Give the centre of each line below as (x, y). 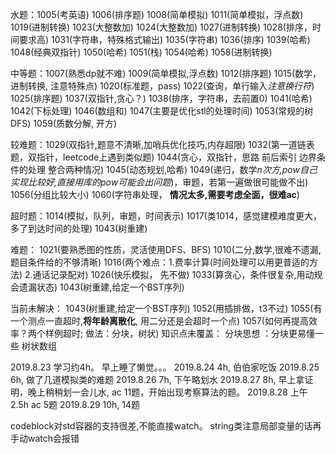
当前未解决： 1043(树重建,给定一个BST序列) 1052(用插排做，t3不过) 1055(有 (166, 308)
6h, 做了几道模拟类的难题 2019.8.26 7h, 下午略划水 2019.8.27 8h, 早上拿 (157, 379)
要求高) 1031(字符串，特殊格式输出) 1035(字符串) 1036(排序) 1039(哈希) (164, 39)
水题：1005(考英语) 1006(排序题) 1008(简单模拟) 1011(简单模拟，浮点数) (157, 14)
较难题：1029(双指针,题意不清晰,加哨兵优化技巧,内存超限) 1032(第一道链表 (162, 144)
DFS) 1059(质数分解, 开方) (64, 123)
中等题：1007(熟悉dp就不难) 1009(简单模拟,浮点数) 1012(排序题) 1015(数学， (166, 73)
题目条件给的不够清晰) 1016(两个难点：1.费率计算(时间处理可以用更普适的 (160, 262)
